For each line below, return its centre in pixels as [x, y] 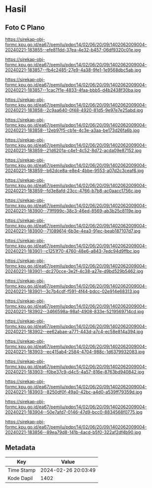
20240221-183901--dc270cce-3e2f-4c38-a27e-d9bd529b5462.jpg [74, 271]
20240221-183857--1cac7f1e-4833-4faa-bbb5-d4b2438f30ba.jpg [73, 90]
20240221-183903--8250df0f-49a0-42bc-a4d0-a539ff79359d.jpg [74, 392]
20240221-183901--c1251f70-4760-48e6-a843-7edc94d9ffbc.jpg [72, 251]
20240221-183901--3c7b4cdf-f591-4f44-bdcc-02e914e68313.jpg [72, 291]
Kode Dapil [20, 478]
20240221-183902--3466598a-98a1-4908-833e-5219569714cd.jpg [75, 311]
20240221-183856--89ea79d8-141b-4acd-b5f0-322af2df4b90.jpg [73, 432]
